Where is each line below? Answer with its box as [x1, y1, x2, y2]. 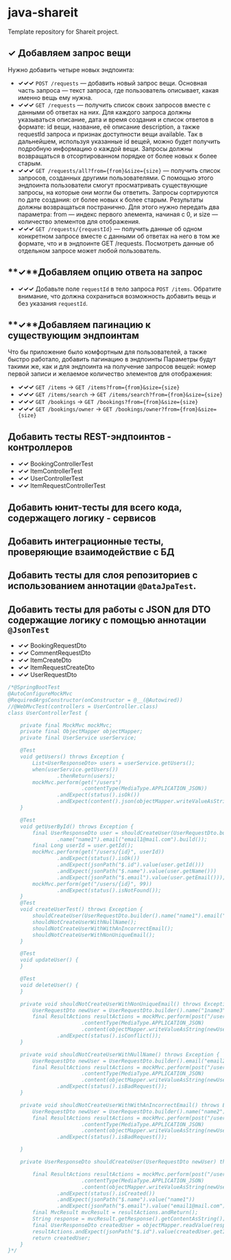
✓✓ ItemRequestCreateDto [17, 663, 95, 671]
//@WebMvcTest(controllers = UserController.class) [8, 703, 158, 710]
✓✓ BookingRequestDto [17, 641, 87, 650]
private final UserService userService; [20, 735, 137, 741]
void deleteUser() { [20, 982, 79, 988]
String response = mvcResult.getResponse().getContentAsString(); [32, 1215, 226, 1222]
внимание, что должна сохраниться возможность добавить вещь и [17, 292, 217, 300]
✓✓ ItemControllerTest [17, 467, 83, 475]
